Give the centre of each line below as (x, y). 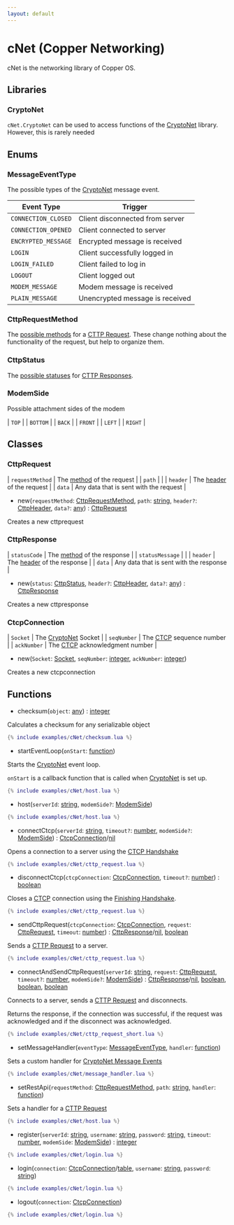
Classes (25, 444)
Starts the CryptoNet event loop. (54, 764)
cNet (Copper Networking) (86, 48)
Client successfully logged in (126, 253)
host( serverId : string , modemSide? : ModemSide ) (85, 804)
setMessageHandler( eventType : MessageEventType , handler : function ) (119, 1048)
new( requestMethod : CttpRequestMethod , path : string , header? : (107, 500)
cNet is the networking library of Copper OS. (72, 68)
